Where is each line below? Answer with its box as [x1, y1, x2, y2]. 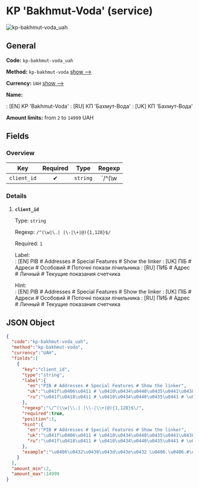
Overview [6, 149, 35, 158]
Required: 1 [14, 240, 43, 247]
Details [6, 192, 27, 200]
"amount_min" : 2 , [11, 465, 52, 471]
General [6, 41, 37, 51]
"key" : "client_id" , [21, 366, 70, 373]
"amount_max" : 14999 [11, 471, 60, 477]
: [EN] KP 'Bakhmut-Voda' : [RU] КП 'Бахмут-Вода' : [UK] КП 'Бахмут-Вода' [6, 102, 193, 110]
